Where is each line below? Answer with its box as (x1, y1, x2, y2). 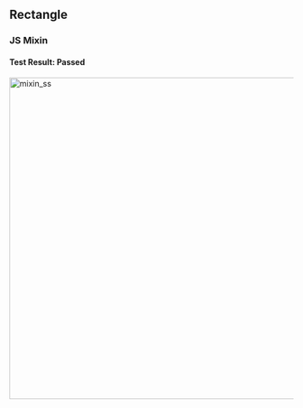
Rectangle (9, 7, 68, 23)
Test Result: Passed (9, 56, 86, 67)
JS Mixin (9, 34, 48, 47)
